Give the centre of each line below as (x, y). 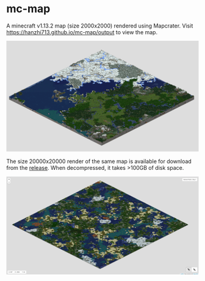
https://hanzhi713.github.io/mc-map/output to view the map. (82, 32)
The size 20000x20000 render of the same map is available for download (99, 161)
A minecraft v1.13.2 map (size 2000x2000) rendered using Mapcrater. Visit (100, 26)
